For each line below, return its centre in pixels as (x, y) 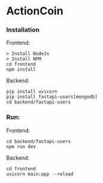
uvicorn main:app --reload (40, 174)
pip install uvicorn (32, 92)
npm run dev (21, 146)
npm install (21, 70)
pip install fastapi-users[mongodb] (52, 97)
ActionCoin (35, 11)
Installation (23, 30)
